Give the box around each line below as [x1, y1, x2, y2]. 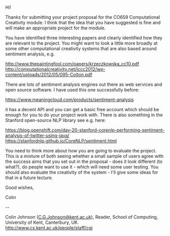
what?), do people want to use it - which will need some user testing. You [5, 164, 159, 170]
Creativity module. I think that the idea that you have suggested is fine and [5, 20, 161, 25]
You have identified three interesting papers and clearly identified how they [5, 35, 162, 41]
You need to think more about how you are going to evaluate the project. [5, 148, 157, 154]
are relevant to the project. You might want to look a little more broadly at [5, 40, 158, 46]
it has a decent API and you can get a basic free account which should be [5, 107, 159, 112]
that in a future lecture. [5, 175, 53, 181]
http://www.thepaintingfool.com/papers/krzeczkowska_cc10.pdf [5, 61, 140, 66]
